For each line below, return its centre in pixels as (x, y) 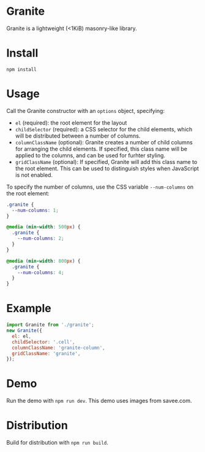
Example (29, 309)
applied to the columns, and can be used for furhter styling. (90, 155)
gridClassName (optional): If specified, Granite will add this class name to (106, 162)
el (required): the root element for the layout (71, 123)
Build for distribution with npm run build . (58, 443)
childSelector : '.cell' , (43, 342)
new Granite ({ (24, 330)
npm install (21, 69)
